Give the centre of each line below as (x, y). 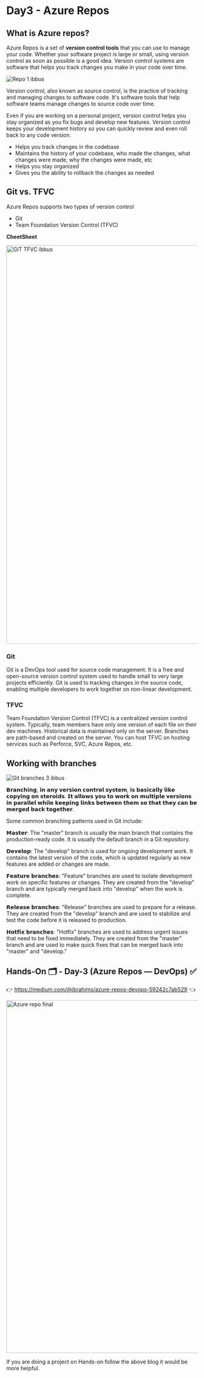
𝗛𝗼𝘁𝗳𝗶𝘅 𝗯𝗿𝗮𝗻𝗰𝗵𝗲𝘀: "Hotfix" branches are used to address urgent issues (97, 932)
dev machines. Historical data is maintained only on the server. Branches (97, 731)
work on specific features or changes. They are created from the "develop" (100, 882)
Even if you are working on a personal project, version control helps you (96, 116)
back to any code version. (39, 135)
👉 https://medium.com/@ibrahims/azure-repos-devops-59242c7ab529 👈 (101, 990)
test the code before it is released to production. (67, 920)
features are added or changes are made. (58, 864)
